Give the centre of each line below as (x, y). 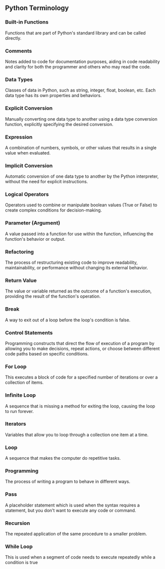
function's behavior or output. (35, 239)
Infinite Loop (20, 395)
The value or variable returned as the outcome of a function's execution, (78, 291)
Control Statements (29, 333)
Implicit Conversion (29, 165)
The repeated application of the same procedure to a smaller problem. (76, 534)
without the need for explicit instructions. (47, 182)
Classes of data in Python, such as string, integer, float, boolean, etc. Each (81, 90)
